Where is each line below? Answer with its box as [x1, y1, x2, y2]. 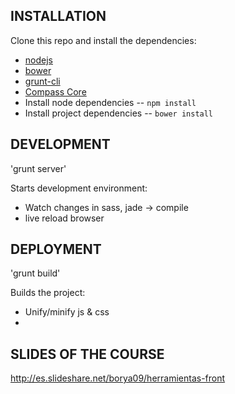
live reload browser [24, 212, 105, 224]
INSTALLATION [10, 8, 107, 25]
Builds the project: [10, 287, 86, 299]
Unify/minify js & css [24, 306, 110, 318]
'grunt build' [10, 267, 61, 279]
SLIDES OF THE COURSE [10, 345, 165, 363]
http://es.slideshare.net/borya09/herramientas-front [10, 372, 226, 384]
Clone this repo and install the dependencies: [10, 34, 197, 46]
